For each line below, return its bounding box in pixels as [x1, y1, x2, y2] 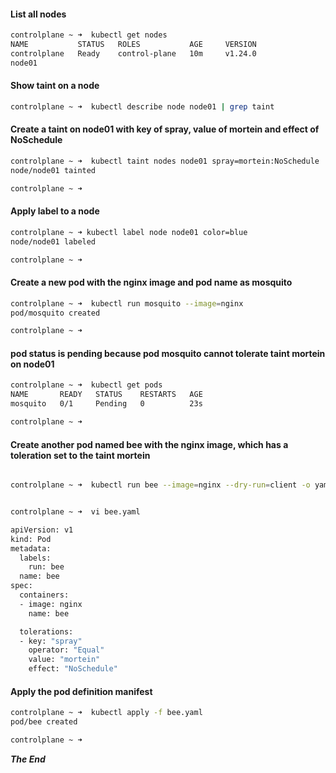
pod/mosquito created [10, 308, 101, 318]
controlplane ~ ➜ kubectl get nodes [10, 30, 168, 40]
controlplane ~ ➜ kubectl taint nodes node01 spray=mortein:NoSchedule [10, 156, 320, 166]
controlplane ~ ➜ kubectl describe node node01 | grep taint [10, 101, 275, 112]
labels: [19, 553, 52, 563]
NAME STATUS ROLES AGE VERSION [10, 40, 257, 50]
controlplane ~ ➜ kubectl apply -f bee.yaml [10, 708, 203, 718]
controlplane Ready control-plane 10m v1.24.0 [10, 48, 257, 59]
